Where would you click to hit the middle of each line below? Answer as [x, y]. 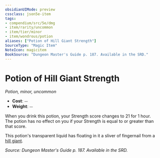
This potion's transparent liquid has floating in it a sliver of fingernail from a [80, 136]
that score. [16, 127]
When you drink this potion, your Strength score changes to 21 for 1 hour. [78, 116]
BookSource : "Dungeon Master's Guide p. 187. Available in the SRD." [77, 54]
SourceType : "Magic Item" [31, 45]
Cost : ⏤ [20, 101]
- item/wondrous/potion [29, 37]
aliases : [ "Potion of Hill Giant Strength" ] [51, 41]
